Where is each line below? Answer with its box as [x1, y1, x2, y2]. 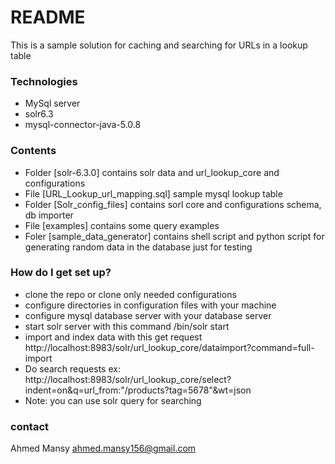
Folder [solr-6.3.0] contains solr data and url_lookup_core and [24, 166, 280, 178]
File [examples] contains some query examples [24, 219, 220, 231]
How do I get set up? [10, 266, 112, 280]
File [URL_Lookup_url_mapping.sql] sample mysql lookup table [24, 187, 283, 200]
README [10, 6, 86, 29]
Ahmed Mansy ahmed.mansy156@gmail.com [10, 442, 197, 455]
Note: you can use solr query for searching [24, 394, 202, 406]
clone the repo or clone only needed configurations [24, 288, 237, 300]
